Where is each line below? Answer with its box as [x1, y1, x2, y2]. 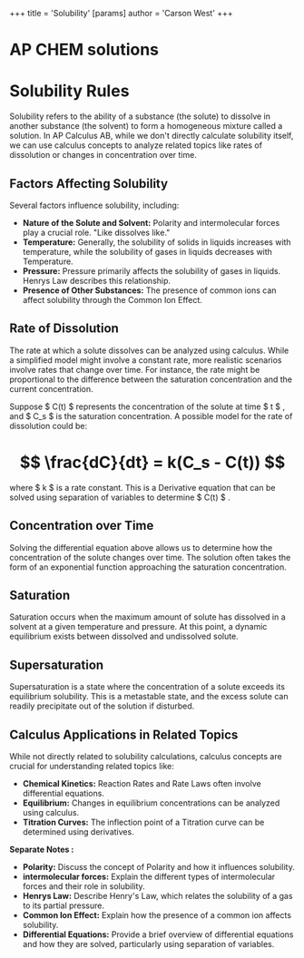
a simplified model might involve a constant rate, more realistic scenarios [9, 354, 282, 366]
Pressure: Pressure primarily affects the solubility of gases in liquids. [22, 265, 281, 276]
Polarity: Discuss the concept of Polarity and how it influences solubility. [22, 861, 295, 872]
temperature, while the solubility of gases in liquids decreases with [22, 246, 272, 257]
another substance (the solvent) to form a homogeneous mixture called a [9, 121, 283, 132]
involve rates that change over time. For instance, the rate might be [9, 364, 260, 375]
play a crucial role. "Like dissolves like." [22, 227, 171, 238]
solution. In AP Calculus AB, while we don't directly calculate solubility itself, [9, 131, 294, 142]
